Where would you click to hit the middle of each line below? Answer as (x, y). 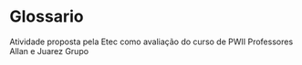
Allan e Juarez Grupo (49, 51)
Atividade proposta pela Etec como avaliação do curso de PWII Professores (151, 42)
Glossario (47, 17)
